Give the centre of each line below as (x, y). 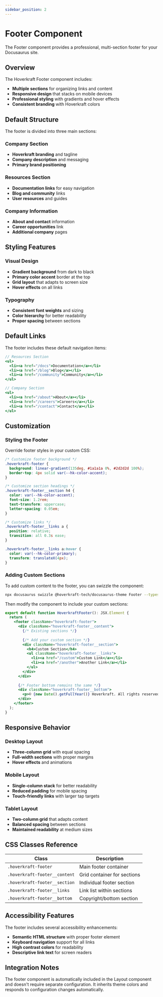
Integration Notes (32, 968)
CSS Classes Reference (41, 845)
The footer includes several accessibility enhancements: (61, 927)
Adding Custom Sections (35, 575)
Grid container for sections (110, 874)
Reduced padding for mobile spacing (49, 791)
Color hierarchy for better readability (49, 316)
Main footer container (104, 867)
